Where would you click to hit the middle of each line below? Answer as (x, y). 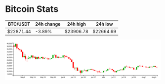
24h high (77, 24)
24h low (104, 24)
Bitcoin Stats (32, 9)
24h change (48, 24)
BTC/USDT (19, 24)
